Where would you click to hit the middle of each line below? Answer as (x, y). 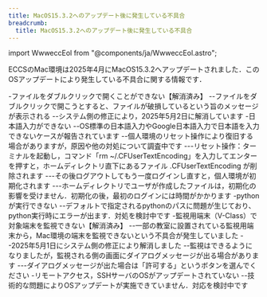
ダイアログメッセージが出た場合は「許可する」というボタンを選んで (138, 266)
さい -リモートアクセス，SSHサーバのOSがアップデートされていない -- (131, 276)
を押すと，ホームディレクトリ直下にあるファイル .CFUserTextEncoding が (130, 166)
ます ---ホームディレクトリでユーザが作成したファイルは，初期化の (146, 186)
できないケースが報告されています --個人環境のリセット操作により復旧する (131, 136)
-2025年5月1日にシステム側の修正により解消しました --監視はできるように (131, 246)
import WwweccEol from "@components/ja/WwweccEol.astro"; (113, 53)
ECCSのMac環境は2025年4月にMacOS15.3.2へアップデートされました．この (134, 69)
